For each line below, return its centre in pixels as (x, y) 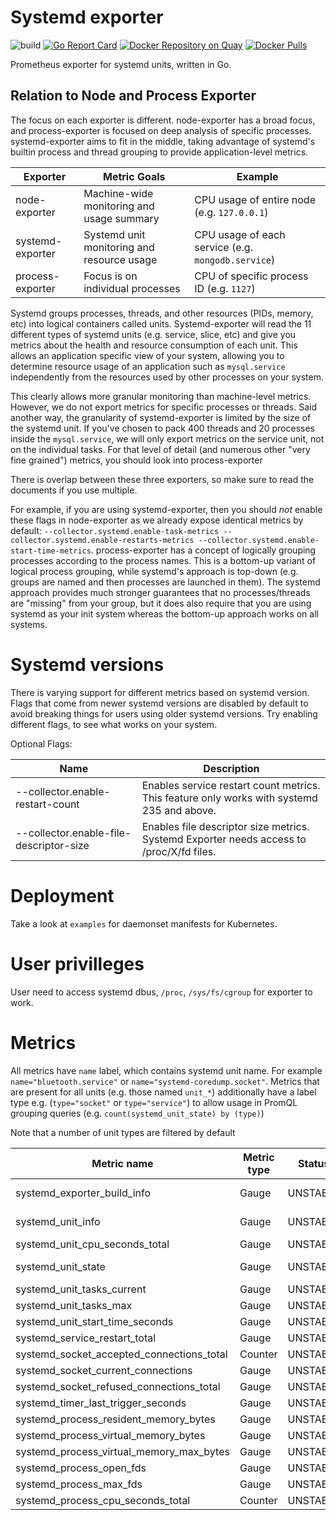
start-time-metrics (51, 551)
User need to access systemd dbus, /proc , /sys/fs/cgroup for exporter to (161, 992)
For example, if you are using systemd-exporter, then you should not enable (166, 509)
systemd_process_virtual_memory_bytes (110, 1435)
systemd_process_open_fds (81, 1468)
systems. (29, 624)
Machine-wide (118, 193)
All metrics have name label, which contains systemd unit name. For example (166, 1070)
